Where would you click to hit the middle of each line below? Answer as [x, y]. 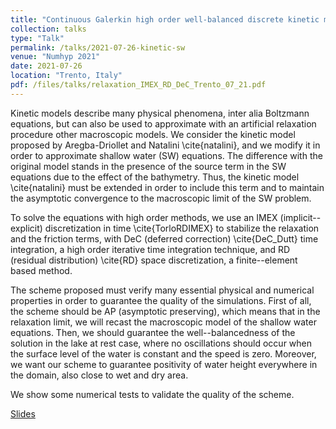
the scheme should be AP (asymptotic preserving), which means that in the [165, 311]
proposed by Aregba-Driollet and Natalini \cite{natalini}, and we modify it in [165, 145]
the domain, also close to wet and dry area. [99, 375]
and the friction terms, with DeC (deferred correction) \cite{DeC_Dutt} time [164, 238]
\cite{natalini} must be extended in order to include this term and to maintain [167, 187]
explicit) [26, 228]
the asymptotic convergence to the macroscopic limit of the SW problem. [161, 198]
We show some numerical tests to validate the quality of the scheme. [152, 394]
